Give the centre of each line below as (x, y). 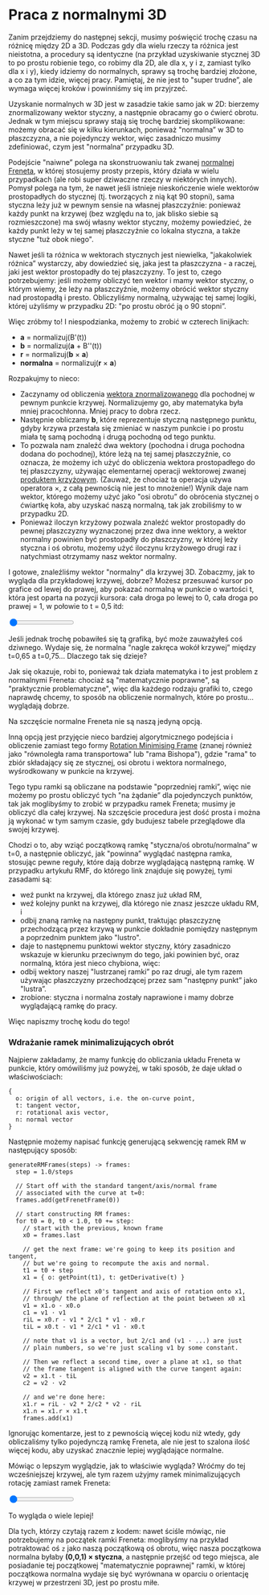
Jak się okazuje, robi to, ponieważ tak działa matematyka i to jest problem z (133, 671)
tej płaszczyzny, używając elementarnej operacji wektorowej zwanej (133, 471)
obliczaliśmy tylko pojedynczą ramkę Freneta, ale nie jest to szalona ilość (129, 1442)
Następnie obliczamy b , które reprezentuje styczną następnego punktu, (138, 419)
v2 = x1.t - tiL (50, 1376)
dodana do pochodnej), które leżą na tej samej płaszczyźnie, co (125, 454)
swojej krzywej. (34, 829)
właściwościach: (36, 1077)
